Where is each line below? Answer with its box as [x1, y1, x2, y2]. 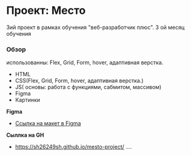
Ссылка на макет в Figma [15, 120, 81, 127]
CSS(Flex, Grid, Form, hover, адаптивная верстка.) [15, 77, 144, 85]
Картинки [15, 96, 41, 103]
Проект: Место [6, 4, 86, 18]
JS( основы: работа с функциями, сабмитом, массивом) [15, 83, 162, 91]
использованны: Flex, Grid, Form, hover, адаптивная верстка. [6, 59, 164, 67]
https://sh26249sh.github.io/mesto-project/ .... [15, 143, 132, 151]
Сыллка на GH [6, 131, 44, 139]
